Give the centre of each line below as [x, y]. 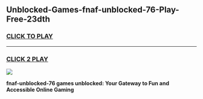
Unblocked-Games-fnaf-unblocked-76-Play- [93, 10]
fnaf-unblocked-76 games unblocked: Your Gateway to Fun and [88, 83]
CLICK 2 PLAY [27, 59]
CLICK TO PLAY [30, 37]
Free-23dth [28, 19]
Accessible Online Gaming [40, 89]
